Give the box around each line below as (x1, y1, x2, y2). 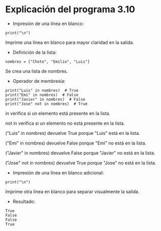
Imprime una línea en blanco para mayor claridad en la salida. (5, 39, 134, 45)
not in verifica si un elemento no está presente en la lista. (5, 120, 125, 126)
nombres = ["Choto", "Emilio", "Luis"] (5, 59, 90, 64)
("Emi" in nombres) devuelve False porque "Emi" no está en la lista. (5, 140, 147, 146)
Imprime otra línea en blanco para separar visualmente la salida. (5, 188, 140, 195)
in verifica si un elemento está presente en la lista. (5, 110, 111, 116)
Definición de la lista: (12, 49, 57, 55)
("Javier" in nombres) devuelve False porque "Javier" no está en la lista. (5, 150, 155, 156)
